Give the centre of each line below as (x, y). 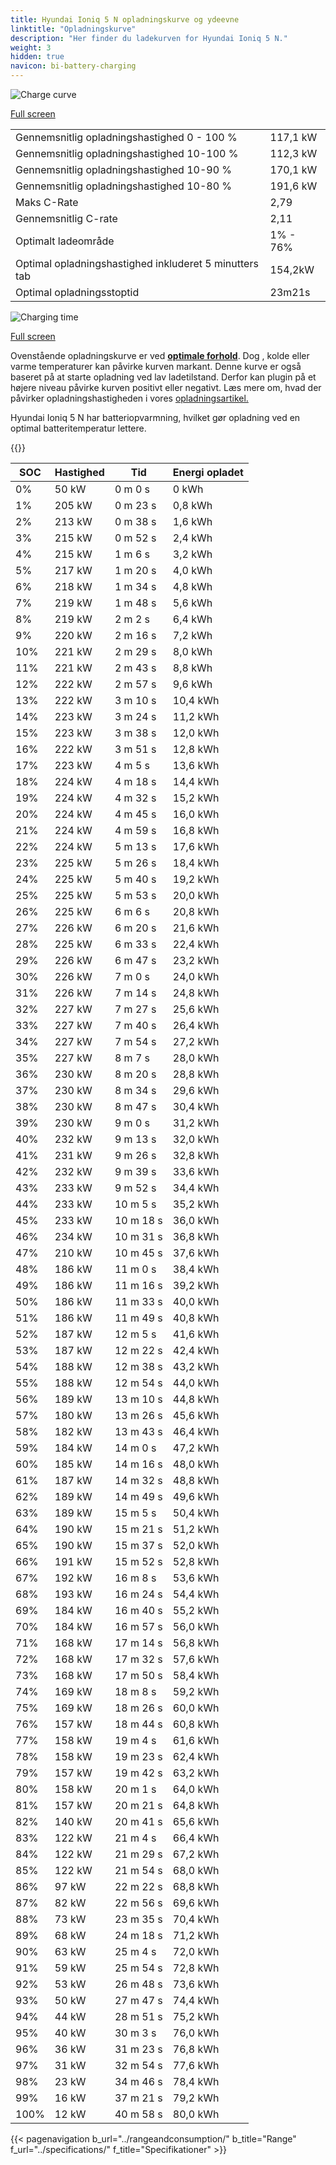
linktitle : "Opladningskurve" (73, 29)
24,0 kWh (196, 976)
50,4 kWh (196, 1513)
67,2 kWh (196, 1854)
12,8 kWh (196, 749)
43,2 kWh (196, 1366)
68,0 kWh (196, 1870)
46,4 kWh (196, 1431)
